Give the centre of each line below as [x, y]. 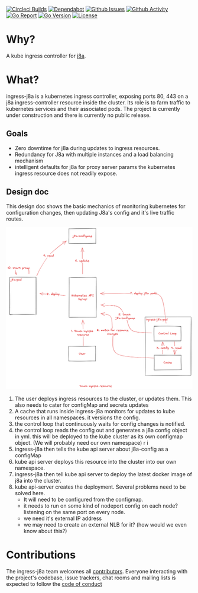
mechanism [29, 161]
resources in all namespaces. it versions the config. [77, 417]
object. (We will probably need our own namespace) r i [82, 443]
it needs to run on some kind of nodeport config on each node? [101, 506]
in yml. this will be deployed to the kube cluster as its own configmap [99, 436]
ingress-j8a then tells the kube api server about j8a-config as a [91, 449]
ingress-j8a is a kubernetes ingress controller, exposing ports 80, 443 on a [97, 96]
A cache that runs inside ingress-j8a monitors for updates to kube [95, 412]
